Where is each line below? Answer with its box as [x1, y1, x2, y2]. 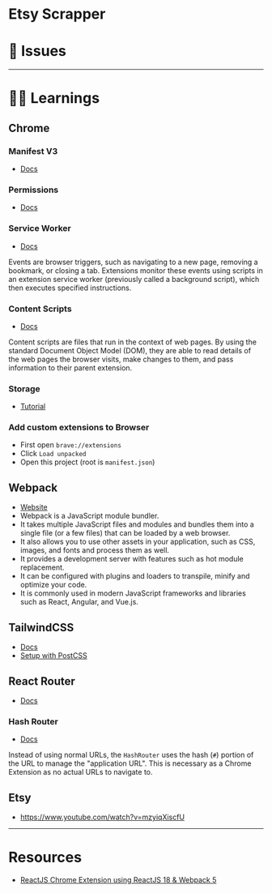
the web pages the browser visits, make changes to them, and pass [8, 354, 234, 364]
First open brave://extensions [19, 440, 121, 450]
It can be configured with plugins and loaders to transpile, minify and [19, 571, 250, 581]
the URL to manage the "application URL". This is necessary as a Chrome [8, 758, 252, 768]
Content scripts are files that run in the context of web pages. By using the [8, 337, 257, 347]
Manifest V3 [8, 145, 58, 156]
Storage [8, 382, 40, 394]
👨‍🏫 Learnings [8, 89, 100, 108]
